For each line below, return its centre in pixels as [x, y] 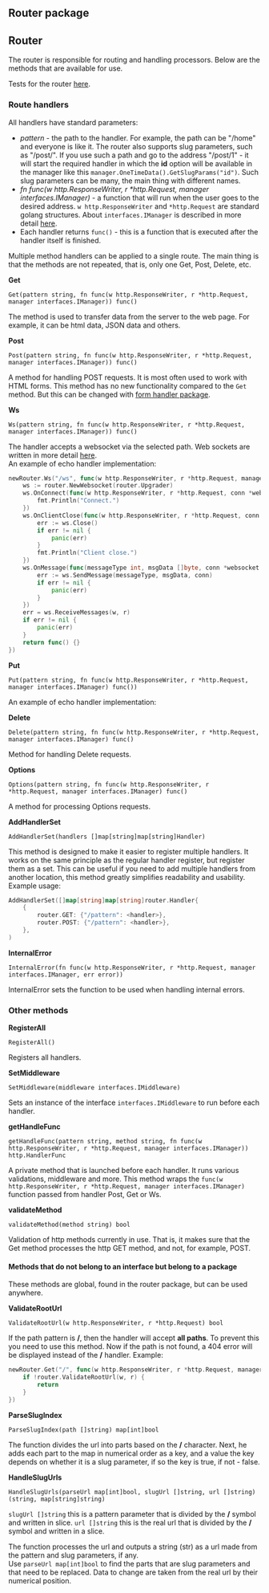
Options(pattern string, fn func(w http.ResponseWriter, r [109, 784]
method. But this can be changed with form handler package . [109, 394]
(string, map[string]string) [57, 1499]
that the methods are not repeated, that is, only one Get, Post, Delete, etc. [130, 264]
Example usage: [35, 886]
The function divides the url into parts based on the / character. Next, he [128, 1444]
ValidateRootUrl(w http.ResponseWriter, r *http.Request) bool [116, 1323]
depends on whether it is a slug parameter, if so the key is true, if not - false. [134, 1461]
